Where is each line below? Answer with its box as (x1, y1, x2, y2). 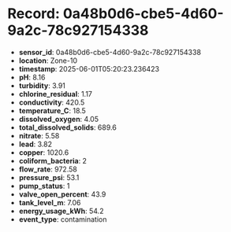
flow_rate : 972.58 (18, 164, 78, 174)
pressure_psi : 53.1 (18, 172, 80, 182)
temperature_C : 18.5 (18, 105, 86, 115)
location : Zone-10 (18, 56, 78, 65)
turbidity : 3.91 (18, 80, 66, 90)
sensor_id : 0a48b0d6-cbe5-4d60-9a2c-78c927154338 (18, 47, 202, 57)
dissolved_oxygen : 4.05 (18, 114, 99, 123)
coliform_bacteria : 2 (18, 156, 88, 165)
